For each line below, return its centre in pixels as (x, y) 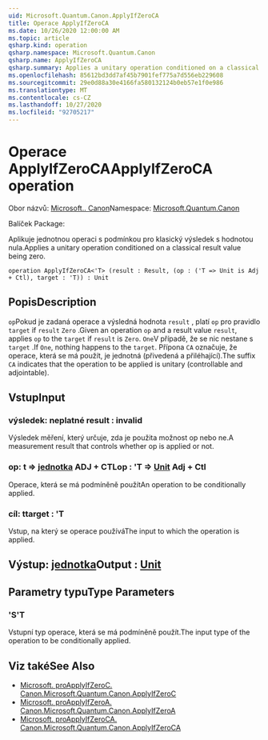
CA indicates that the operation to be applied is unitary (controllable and (126, 364)
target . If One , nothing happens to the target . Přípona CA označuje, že (123, 347)
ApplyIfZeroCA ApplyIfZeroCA (111, 169)
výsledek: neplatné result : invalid (75, 421)
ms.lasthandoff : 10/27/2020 (55, 105)
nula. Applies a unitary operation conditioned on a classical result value (125, 247)
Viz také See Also (52, 666)
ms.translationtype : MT (48, 90)
